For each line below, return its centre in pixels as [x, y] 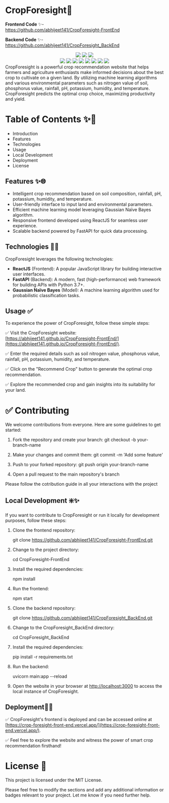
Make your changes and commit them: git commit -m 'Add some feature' [88, 455]
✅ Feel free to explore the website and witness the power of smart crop [79, 740]
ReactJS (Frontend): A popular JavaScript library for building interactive [87, 269]
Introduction [25, 133]
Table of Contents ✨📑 [51, 119]
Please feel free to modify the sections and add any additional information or [84, 789]
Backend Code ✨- [24, 39]
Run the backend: [31, 667]
